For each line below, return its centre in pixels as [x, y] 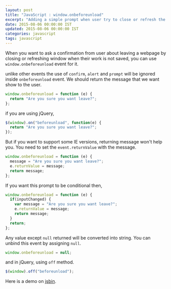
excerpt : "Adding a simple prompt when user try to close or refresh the [86, 19]
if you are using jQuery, [30, 113]
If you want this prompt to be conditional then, [54, 185]
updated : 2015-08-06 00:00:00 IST [42, 29]
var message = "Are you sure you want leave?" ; [66, 204]
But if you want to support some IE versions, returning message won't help [84, 142]
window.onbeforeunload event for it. [42, 64]
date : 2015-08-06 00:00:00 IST [39, 24]
